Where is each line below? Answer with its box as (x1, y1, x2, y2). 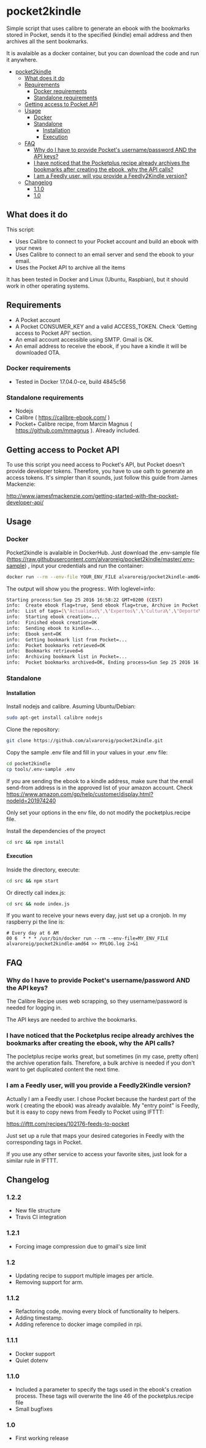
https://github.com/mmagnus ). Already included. (15, 427, 140, 434)
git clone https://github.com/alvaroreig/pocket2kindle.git (6, 738, 164, 744)
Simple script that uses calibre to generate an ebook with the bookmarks (6, 25, 190, 32)
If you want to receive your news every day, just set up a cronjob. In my (6, 912, 187, 919)
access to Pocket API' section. (15, 329, 93, 337)
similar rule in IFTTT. (6, 1157, 58, 1164)
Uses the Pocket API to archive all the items (15, 264, 126, 271)
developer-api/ (6, 499, 44, 506)
